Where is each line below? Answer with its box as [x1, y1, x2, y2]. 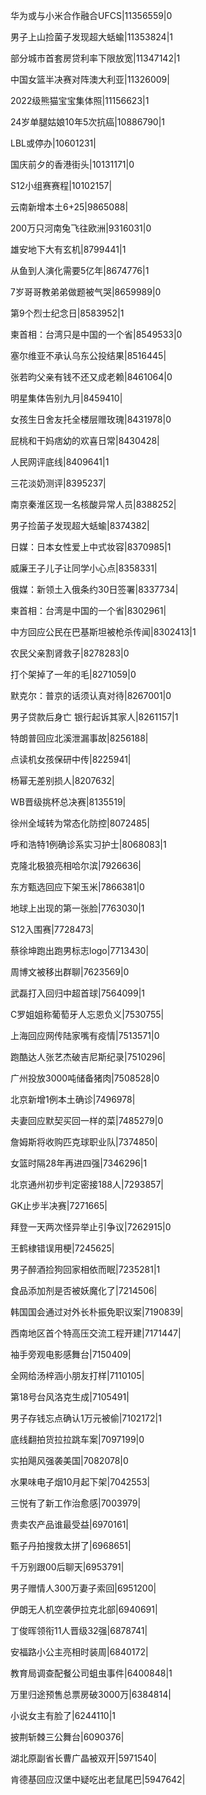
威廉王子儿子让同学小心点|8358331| [10, 562, 158, 574]
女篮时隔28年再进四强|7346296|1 [10, 1157, 148, 1169]
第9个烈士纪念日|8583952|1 [10, 307, 125, 319]
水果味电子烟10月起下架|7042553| [10, 1476, 151, 1488]
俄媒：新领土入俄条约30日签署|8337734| [10, 584, 179, 595]
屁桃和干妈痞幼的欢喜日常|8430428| [10, 435, 160, 446]
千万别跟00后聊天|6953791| [10, 1561, 125, 1573]
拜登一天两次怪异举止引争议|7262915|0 [10, 1221, 172, 1233]
